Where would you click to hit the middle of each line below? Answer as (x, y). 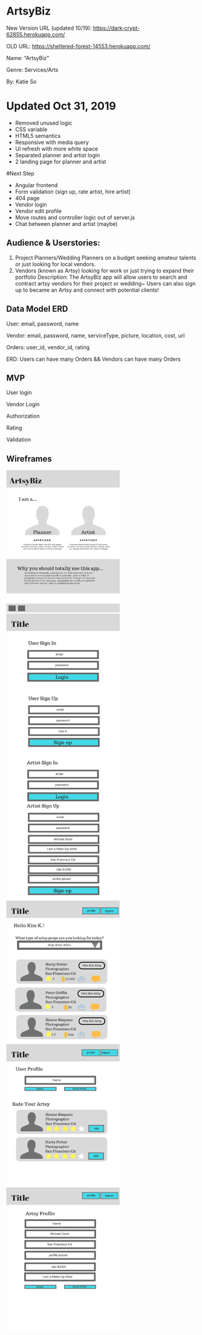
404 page (27, 198)
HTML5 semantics (38, 135)
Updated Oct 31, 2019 (61, 106)
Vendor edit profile (38, 211)
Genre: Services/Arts (32, 70)
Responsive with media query (52, 142)
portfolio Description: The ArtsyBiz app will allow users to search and (101, 277)
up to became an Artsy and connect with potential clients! (87, 290)
